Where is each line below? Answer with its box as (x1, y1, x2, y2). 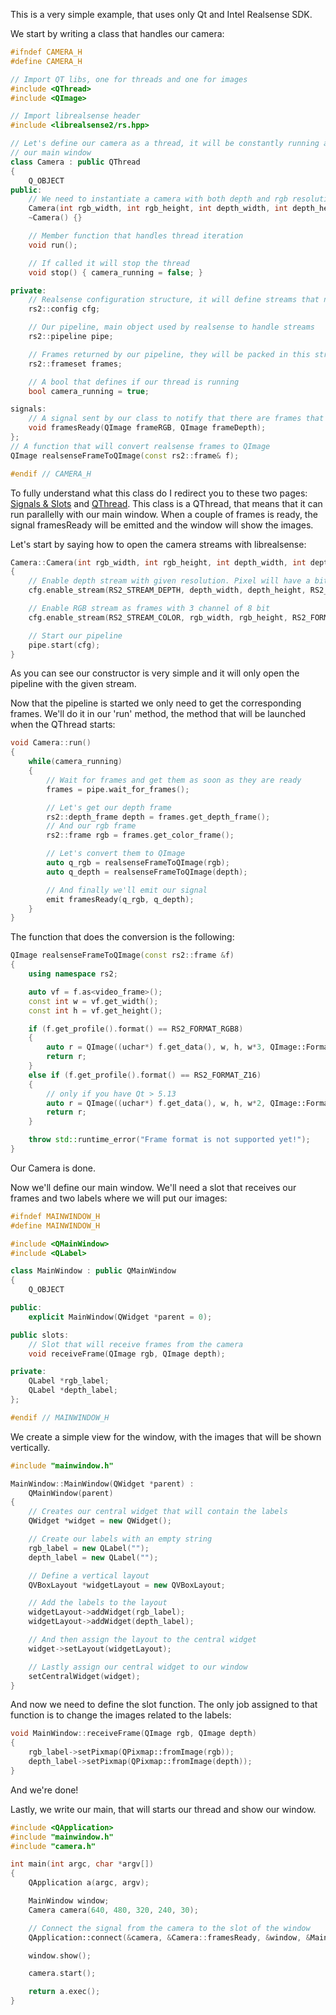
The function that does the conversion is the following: (10, 931, 235, 943)
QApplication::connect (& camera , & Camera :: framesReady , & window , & (28, 1932, 311, 1943)
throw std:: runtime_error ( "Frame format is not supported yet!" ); (28, 1135, 311, 1145)
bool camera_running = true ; (28, 386, 150, 396)
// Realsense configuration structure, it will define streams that (28, 295, 320, 305)
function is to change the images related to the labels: (10, 1709, 232, 1721)
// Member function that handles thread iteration (28, 231, 244, 241)
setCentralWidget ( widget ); (28, 1671, 141, 1681)
